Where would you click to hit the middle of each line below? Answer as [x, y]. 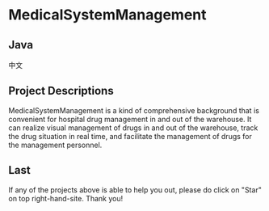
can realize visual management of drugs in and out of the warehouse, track [133, 128]
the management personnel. [55, 145]
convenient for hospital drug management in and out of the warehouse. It [130, 119]
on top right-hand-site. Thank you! [66, 198]
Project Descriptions [61, 91]
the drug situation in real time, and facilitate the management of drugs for [130, 136]
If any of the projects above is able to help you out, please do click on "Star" [135, 190]
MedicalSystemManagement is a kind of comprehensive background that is [134, 110]
